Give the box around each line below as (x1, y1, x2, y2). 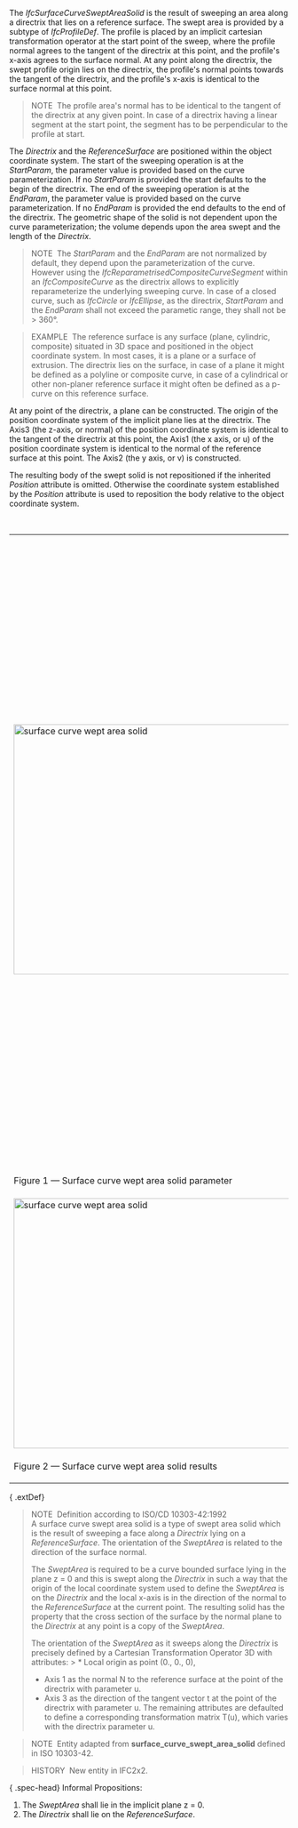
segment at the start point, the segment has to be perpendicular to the (30, 119, 288, 130)
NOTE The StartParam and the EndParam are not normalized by (30, 248, 268, 259)
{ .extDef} (9, 1492, 45, 1502)
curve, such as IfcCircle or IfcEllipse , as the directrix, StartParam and (30, 295, 284, 306)
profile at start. (30, 129, 86, 139)
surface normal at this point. (9, 84, 113, 93)
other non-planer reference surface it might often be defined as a (30, 379, 271, 389)
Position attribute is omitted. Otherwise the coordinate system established (9, 479, 279, 490)
